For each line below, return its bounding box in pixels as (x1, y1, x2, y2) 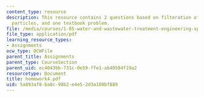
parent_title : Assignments (6, 54, 75, 60)
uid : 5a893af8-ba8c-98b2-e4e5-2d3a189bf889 (6, 82, 118, 88)
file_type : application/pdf (6, 31, 78, 37)
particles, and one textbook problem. (12, 20, 110, 26)
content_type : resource (6, 8, 67, 15)
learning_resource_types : (6, 37, 72, 43)
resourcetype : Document (6, 70, 67, 77)
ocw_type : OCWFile (6, 48, 53, 54)
